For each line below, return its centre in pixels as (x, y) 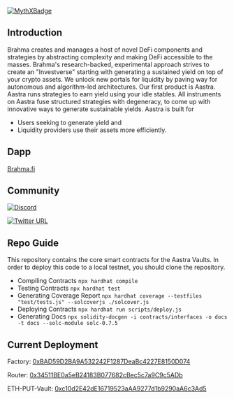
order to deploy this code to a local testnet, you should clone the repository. (116, 267)
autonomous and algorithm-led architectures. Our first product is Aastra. (111, 87)
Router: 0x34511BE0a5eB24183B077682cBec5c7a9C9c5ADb (95, 375)
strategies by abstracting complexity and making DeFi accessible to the (110, 57)
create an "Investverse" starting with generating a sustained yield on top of (115, 72)
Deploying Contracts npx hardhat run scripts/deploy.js (99, 309)
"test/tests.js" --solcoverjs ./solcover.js (83, 303)
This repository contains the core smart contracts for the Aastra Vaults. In (113, 260)
